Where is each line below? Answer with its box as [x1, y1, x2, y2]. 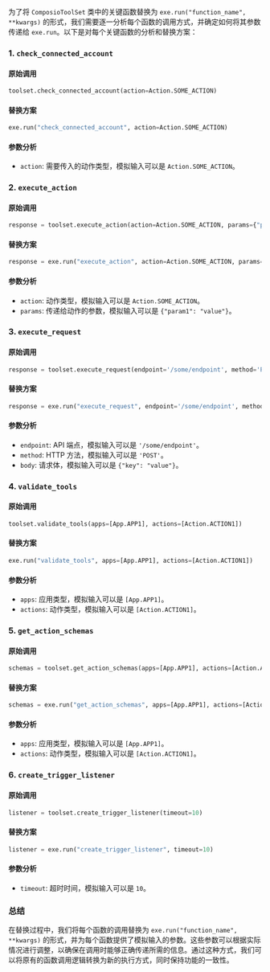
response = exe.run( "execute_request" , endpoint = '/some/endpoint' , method [8, 402, 264, 410]
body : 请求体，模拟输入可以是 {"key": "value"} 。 [19, 460, 183, 470]
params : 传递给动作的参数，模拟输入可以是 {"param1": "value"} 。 [19, 306, 236, 315]
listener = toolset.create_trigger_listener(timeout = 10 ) [8, 809, 203, 817]
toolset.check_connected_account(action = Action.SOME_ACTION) [8, 87, 218, 95]
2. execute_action [8, 182, 78, 193]
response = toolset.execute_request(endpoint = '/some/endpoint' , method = [8, 365, 257, 374]
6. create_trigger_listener [8, 769, 115, 781]
